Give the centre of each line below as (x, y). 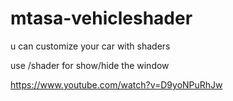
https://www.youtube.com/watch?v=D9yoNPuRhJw (116, 84)
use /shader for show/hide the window (90, 65)
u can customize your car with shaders (90, 46)
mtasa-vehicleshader (101, 18)
